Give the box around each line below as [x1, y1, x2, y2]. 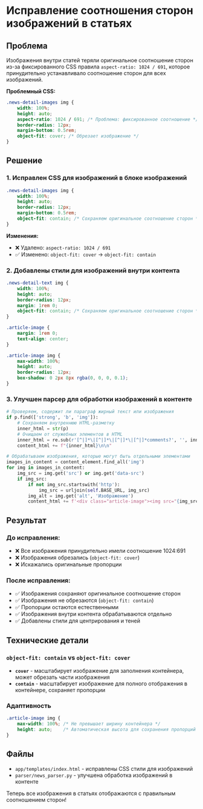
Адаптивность [6, 701, 51, 710]
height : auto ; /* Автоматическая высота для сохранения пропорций [17, 727, 196, 733]
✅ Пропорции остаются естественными [14, 604, 119, 611]
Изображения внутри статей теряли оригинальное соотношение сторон [6, 57, 193, 64]
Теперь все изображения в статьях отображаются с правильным [6, 790, 176, 797]
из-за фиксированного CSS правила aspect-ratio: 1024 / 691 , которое [6, 63, 190, 70]
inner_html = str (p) [17, 425, 69, 432]
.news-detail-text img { [6, 280, 69, 286]
